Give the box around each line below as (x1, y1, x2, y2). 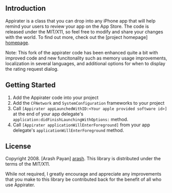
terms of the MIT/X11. (5, 161, 50, 167)
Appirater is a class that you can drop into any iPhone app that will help (5, 17, 156, 24)
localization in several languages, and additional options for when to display (5, 60, 166, 66)
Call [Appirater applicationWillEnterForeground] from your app (12, 122, 150, 128)
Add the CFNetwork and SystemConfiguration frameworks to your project (12, 100, 165, 106)
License (5, 142, 31, 151)
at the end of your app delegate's (12, 110, 84, 117)
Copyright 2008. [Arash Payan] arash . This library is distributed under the (5, 156, 161, 162)
